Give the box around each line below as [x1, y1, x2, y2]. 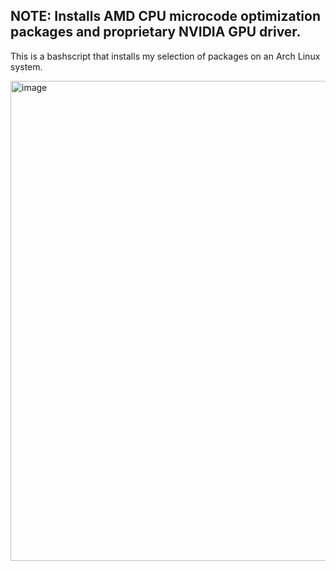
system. [10, 60, 43, 73]
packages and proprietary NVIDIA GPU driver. [10, 24, 302, 41]
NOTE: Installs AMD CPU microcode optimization [10, 8, 321, 25]
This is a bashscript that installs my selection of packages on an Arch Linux [10, 50, 321, 62]
